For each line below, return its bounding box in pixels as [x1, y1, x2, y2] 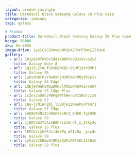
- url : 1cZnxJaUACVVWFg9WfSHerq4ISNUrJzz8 [9, 93, 97, 98]
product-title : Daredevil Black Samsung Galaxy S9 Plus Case [5, 34, 132, 39]
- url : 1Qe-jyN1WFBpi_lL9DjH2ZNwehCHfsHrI [9, 102, 97, 107]
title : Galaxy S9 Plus [14, 143, 60, 148]
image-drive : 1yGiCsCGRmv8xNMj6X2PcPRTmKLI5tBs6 [5, 47, 105, 53]
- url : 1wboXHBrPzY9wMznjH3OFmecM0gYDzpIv [9, 75, 97, 80]
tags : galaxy [5, 20, 32, 26]
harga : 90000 [5, 39, 32, 44]
